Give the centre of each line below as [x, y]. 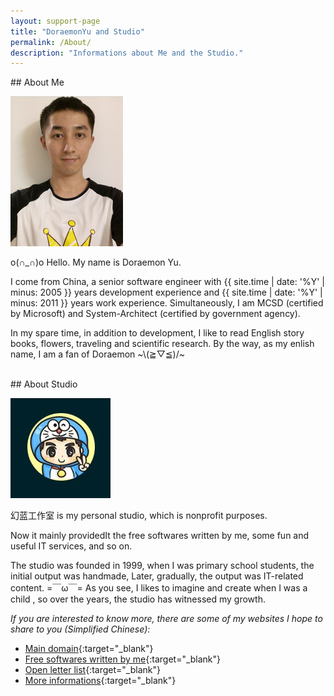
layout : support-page [55, 21]
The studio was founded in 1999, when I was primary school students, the [162, 566]
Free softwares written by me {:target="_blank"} [123, 659]
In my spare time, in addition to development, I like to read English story [157, 333]
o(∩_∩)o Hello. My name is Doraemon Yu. [96, 262]
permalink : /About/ [51, 42]
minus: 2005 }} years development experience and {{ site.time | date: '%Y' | [166, 292]
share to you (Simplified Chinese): [80, 629]
